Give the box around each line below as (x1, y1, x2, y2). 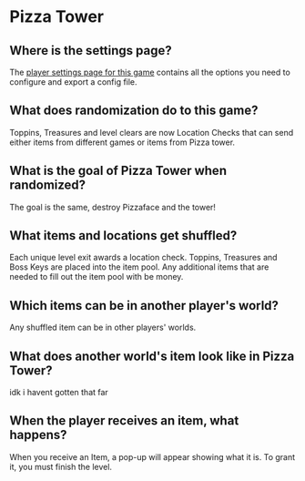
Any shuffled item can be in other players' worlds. (9, 322, 197, 333)
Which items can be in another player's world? (9, 298, 280, 313)
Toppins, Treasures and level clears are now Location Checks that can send (9, 127, 294, 138)
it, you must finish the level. (9, 461, 112, 472)
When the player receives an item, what (9, 413, 239, 429)
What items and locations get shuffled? (9, 228, 238, 243)
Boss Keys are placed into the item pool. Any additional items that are (9, 261, 269, 272)
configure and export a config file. (9, 77, 138, 87)
